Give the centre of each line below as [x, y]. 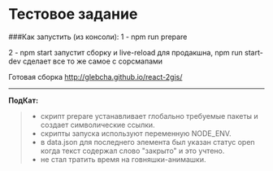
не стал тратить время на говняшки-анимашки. [123, 159]
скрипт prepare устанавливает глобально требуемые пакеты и [149, 116]
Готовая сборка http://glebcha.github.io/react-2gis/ [95, 77]
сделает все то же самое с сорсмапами [93, 61]
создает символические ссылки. [98, 125]
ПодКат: [24, 100]
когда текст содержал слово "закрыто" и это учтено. [132, 151]
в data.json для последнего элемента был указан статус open [147, 142]
